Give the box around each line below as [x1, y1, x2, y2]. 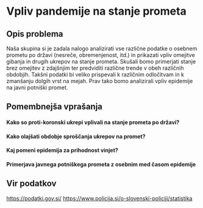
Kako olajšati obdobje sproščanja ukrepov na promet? [6, 133, 146, 140]
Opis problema [6, 29, 63, 39]
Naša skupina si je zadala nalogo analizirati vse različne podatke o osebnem [6, 45, 198, 52]
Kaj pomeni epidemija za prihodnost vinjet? [6, 147, 119, 154]
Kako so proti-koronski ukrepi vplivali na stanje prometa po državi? [6, 118, 180, 126]
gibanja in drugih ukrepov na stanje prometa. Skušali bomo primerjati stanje [6, 58, 196, 65]
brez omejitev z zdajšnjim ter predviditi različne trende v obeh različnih [6, 64, 184, 72]
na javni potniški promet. [6, 84, 68, 91]
